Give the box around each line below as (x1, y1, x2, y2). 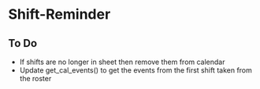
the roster (19, 74, 52, 83)
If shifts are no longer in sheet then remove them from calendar (19, 57, 226, 66)
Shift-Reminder (8, 5, 111, 23)
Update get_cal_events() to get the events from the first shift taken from (19, 66, 252, 75)
